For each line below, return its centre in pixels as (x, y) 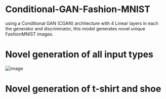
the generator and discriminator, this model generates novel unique (75, 28)
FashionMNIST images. (30, 34)
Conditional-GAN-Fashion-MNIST (78, 9)
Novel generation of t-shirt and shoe (83, 89)
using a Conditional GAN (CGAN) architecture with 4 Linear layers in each (82, 23)
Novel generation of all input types (79, 55)
